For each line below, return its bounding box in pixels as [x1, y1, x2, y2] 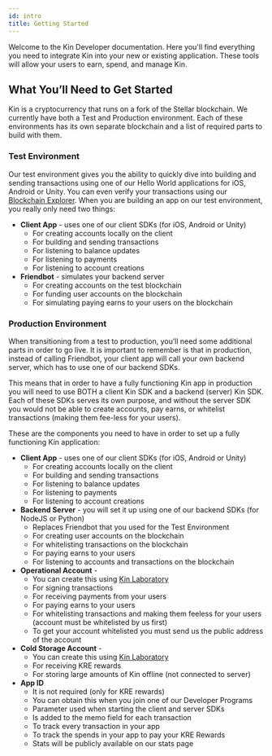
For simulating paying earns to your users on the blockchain [32, 297, 233, 307]
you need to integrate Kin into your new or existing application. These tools [8, 51, 260, 60]
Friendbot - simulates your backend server [19, 271, 165, 281]
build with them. [8, 130, 63, 140]
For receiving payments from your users [32, 591, 167, 601]
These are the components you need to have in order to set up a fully [8, 429, 240, 438]
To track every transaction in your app [32, 721, 161, 731]
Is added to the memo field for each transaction [32, 712, 192, 722]
